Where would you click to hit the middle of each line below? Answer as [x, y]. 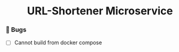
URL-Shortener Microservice [100, 11]
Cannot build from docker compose [58, 42]
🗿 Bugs [16, 30]
